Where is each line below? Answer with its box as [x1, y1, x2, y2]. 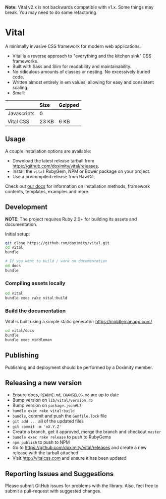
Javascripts [7, 110, 35, 117]
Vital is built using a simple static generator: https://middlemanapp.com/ [5, 319, 152, 325]
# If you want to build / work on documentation [5, 259, 108, 264]
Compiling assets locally [5, 280, 66, 286]
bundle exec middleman [5, 337, 52, 342]
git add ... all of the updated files [12, 418, 84, 424]
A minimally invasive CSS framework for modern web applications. [5, 43, 141, 49]
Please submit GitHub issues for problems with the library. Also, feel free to [5, 483, 159, 489]
